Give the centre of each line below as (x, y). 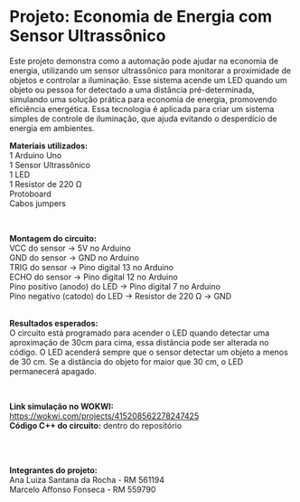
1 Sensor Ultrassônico (50, 165)
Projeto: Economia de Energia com (141, 17)
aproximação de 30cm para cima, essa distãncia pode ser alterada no (139, 342)
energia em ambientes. (52, 128)
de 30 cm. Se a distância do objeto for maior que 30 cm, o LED (127, 361)
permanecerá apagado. (53, 371)
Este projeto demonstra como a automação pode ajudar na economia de (144, 61)
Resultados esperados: (54, 323)
